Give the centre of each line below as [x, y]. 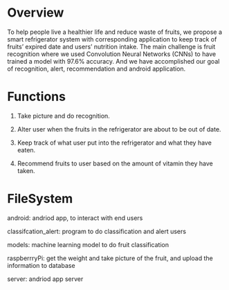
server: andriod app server [45, 279]
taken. [26, 170]
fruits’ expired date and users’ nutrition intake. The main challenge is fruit [111, 46]
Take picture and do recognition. [64, 116]
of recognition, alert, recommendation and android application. [97, 69]
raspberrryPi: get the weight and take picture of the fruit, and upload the [110, 258]
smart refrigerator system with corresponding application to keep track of [112, 39]
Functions [36, 97]
